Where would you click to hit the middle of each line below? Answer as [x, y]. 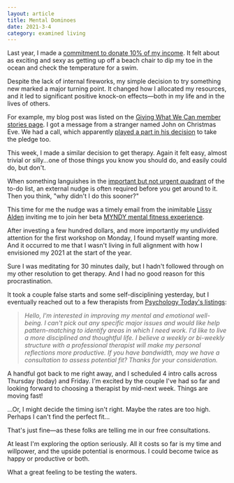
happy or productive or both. [49, 459]
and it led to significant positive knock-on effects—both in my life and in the [116, 96]
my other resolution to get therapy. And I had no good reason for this [106, 274]
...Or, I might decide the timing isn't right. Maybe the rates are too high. [109, 410]
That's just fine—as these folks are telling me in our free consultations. [109, 431]
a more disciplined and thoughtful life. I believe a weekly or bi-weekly [124, 338]
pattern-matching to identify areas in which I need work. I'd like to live [125, 330]
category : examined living [46, 33]
